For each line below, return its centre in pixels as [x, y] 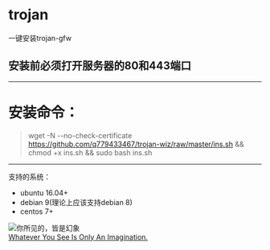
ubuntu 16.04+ [44, 193]
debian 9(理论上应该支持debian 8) [76, 202]
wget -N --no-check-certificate [80, 135]
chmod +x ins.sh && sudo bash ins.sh [90, 152]
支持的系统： [29, 176]
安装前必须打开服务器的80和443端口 [100, 66]
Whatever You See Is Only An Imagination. [78, 237]
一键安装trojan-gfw [40, 38]
